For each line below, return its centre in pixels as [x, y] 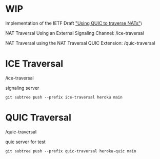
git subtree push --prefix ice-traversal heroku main [64, 97]
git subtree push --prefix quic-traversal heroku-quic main [71, 151]
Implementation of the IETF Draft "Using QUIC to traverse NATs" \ [74, 23]
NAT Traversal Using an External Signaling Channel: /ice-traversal [75, 33]
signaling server [22, 88]
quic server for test [26, 142]
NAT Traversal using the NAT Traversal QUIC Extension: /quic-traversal [80, 43]
